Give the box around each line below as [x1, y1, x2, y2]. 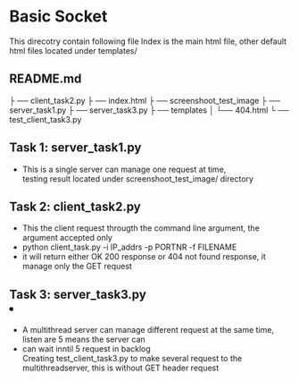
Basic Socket [9, 6, 108, 27]
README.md [9, 72, 82, 87]
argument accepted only [21, 233, 113, 243]
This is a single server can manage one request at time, [21, 164, 227, 174]
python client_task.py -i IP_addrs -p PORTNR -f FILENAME [21, 242, 237, 252]
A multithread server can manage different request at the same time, [21, 325, 275, 335]
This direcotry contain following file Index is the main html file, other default [9, 36, 287, 47]
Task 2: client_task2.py [9, 199, 141, 214]
